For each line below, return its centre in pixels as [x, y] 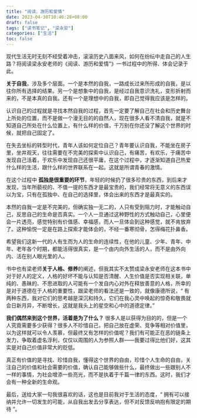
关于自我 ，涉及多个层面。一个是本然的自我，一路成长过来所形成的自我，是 [96, 83]
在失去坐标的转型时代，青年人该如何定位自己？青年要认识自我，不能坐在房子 [98, 145]
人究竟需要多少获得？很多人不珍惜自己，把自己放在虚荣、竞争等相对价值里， [98, 325]
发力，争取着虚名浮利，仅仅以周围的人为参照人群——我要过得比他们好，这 [96, 340]
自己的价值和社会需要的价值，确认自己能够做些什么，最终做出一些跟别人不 [101, 367]
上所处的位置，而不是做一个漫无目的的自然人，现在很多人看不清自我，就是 [96, 118]
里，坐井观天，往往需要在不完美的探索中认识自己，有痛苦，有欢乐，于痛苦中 [98, 153]
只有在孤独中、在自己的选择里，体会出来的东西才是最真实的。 [101, 194]
